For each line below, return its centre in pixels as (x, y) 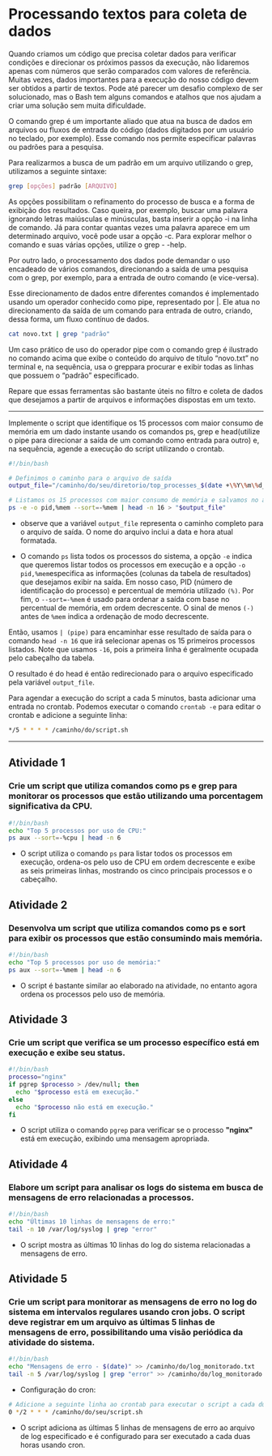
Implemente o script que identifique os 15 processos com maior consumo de (136, 423)
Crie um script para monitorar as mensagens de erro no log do (133, 1302)
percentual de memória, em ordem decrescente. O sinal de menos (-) (137, 608)
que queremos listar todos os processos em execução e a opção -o (133, 565)
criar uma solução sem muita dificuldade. (77, 105)
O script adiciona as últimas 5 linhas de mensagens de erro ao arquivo (137, 1428)
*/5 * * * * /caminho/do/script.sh (68, 730)
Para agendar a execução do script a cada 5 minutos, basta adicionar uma (132, 698)
